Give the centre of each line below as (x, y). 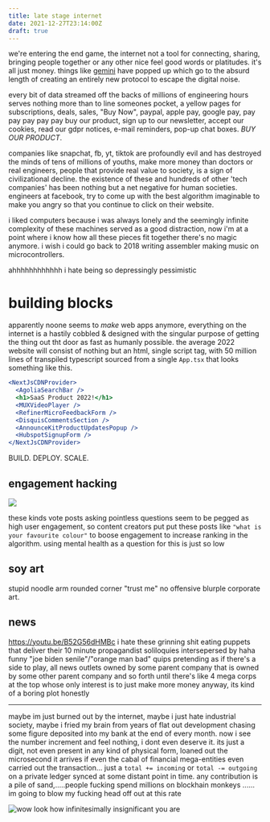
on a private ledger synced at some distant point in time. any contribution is (133, 776)
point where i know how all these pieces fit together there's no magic (123, 238)
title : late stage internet (55, 16)
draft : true (28, 31)
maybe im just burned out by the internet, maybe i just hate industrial (122, 716)
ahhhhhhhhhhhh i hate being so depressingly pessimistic (102, 270)
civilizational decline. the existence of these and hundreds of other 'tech (128, 179)
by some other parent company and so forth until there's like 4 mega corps (133, 676)
